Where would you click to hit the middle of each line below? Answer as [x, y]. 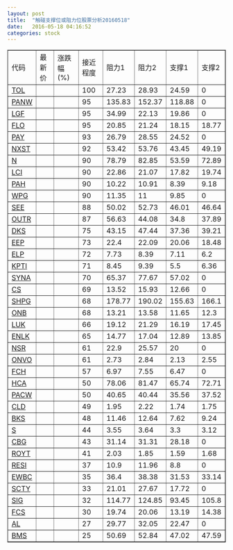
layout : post [26, 14]
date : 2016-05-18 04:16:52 [49, 26]
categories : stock [34, 33]
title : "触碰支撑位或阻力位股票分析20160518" [69, 20]
